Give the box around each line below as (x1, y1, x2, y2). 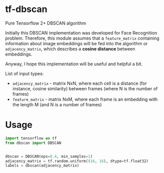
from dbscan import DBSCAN (5, 140, 61, 145)
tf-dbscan (5, 4, 47, 15)
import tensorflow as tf (5, 135, 57, 141)
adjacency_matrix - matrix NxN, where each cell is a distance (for (12, 80, 147, 86)
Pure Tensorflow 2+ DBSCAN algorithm (5, 20, 86, 26)
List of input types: (5, 70, 44, 76)
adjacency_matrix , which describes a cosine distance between (5, 46, 135, 52)
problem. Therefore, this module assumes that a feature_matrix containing (5, 35, 159, 41)
